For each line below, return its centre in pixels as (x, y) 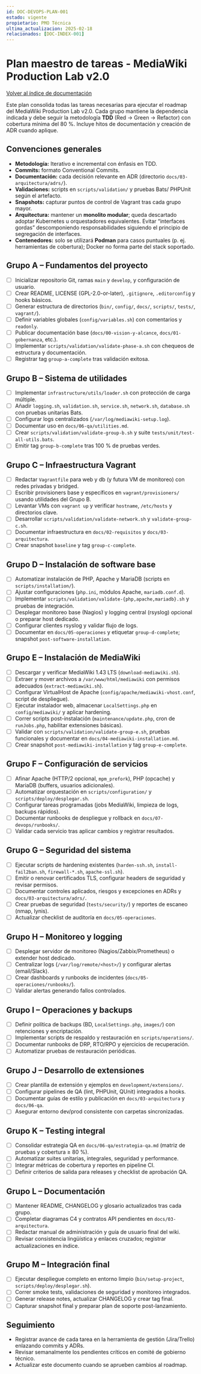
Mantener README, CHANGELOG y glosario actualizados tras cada (98, 1206)
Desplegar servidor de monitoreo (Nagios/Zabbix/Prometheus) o (95, 951)
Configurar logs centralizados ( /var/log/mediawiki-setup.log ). (93, 419)
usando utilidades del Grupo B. (53, 500)
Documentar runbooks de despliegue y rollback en (78, 818)
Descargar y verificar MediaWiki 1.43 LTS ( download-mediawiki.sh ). (97, 672)
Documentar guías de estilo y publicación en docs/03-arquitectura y (100, 1098)
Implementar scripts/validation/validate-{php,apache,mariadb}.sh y (102, 599)
